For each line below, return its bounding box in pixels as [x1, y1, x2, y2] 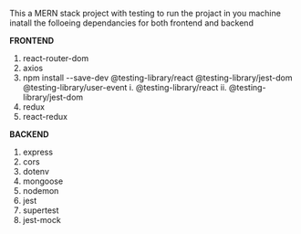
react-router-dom [22, 53, 89, 63]
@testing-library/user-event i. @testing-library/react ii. [22, 82, 227, 92]
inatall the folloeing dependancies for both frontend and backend [9, 17, 254, 28]
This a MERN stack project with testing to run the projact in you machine [9, 8, 281, 18]
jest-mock [22, 215, 61, 225]
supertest [22, 205, 59, 216]
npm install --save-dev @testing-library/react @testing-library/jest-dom [22, 72, 293, 83]
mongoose [22, 175, 64, 186]
